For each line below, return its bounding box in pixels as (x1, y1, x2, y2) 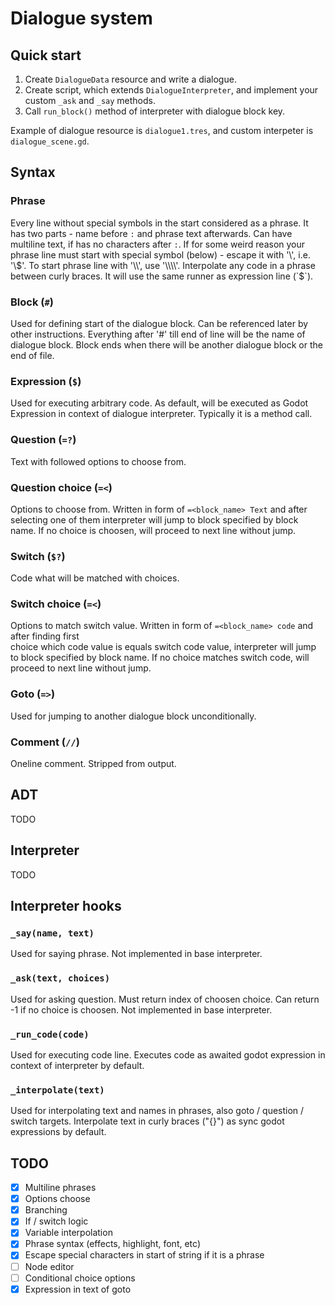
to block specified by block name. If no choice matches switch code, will (10, 652, 310, 664)
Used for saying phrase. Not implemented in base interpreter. (10, 948, 263, 960)
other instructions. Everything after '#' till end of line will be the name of (10, 328, 306, 340)
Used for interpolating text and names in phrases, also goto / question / (10, 1105, 305, 1117)
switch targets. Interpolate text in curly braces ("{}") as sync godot (10, 1115, 285, 1127)
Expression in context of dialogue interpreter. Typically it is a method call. (10, 408, 313, 420)
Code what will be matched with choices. (10, 572, 180, 584)
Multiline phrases (24, 1182, 97, 1194)
